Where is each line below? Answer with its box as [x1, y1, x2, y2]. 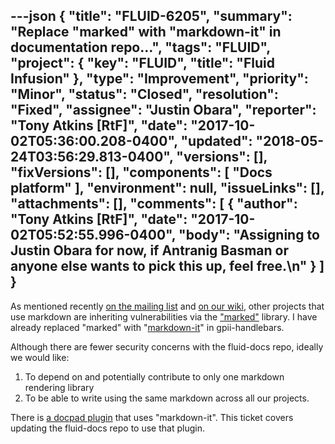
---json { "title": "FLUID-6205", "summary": [10, 8, 293, 25]
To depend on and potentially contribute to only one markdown [24, 370, 285, 383]
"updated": [180, 133, 253, 150]
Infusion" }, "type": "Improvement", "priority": [10, 70, 309, 88]
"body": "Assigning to [178, 227, 320, 244]
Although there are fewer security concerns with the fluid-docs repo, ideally [10, 340, 324, 353]
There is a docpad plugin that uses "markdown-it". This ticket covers [10, 411, 294, 423]
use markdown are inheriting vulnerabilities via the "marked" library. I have [10, 310, 318, 323]
